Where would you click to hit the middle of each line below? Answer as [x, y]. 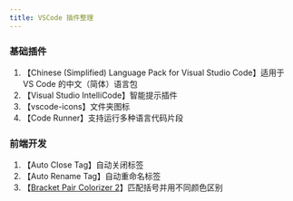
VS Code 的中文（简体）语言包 [80, 83]
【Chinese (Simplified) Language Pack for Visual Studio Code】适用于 [153, 72]
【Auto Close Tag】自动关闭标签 [83, 165]
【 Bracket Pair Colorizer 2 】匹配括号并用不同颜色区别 [123, 187]
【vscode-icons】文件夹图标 [76, 106]
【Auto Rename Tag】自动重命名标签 [92, 177]
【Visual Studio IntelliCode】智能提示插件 [100, 95]
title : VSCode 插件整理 [51, 18]
